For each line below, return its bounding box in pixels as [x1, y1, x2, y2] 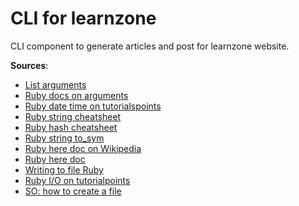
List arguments [24, 78, 87, 91]
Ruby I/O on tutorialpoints [24, 174, 131, 186]
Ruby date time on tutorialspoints [24, 100, 162, 112]
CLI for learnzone [10, 7, 157, 30]
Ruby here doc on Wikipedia [24, 142, 142, 154]
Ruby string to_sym [24, 132, 105, 144]
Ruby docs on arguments [24, 89, 129, 101]
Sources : [10, 59, 49, 71]
